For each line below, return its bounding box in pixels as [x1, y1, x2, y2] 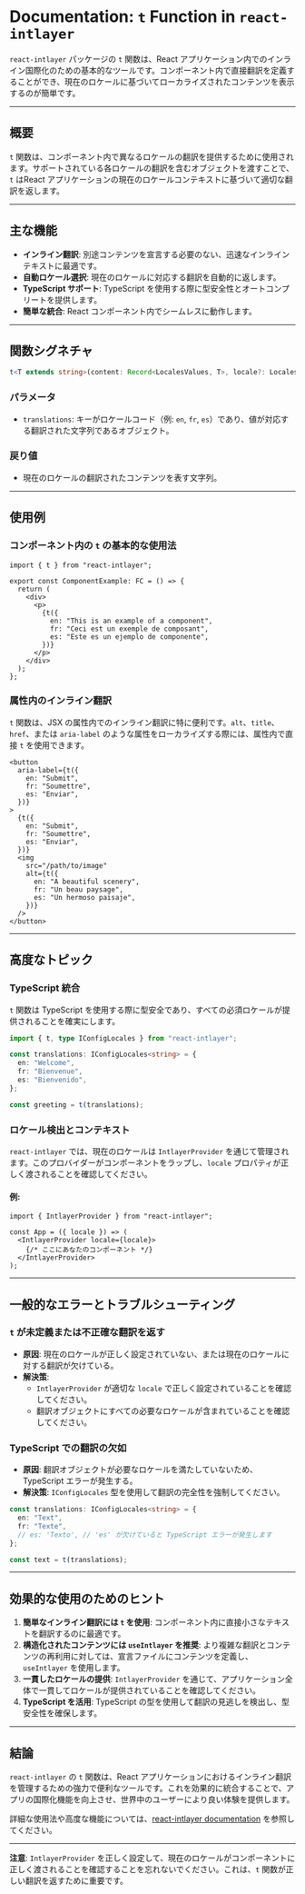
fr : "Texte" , [17, 1521, 67, 1530]
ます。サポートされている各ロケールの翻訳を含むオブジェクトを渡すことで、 [9, 162, 295, 174]
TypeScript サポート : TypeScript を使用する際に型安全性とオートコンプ [22, 283, 290, 294]
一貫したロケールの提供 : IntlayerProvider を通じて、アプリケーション [22, 1674, 286, 1685]
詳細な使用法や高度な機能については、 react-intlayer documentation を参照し [9, 1813, 295, 1824]
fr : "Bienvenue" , [17, 1067, 84, 1076]
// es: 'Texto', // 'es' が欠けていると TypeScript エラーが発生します [17, 1530, 272, 1540]
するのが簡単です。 [9, 87, 81, 98]
